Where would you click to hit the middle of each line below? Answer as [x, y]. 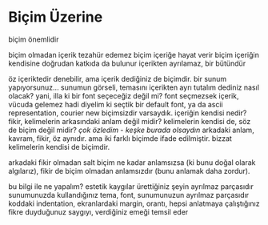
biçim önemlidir [34, 39]
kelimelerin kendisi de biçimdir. [59, 147]
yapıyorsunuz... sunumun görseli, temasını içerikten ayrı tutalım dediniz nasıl [134, 87]
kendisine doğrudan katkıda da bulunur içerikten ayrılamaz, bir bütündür [127, 63]
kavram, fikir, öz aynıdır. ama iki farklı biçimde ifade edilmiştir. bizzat [120, 138]
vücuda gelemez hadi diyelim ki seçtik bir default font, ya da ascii [116, 104]
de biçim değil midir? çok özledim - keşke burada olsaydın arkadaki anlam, [131, 130]
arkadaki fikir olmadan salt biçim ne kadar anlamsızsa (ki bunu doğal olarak [132, 162]
